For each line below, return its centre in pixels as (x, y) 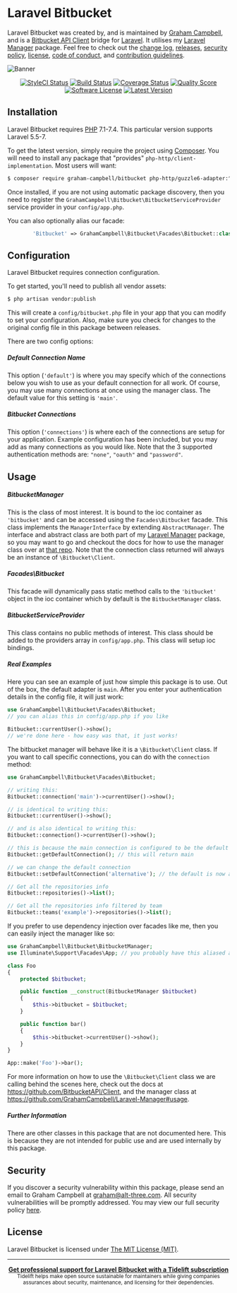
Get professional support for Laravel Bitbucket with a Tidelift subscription (119, 1269)
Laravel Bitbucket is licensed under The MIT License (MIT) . (93, 1249)
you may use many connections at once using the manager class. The (109, 391)
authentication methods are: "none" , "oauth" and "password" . (95, 454)
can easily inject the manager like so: (61, 933)
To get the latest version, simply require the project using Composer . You (113, 150)
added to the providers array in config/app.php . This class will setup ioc (111, 640)
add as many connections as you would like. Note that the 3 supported (110, 447)
